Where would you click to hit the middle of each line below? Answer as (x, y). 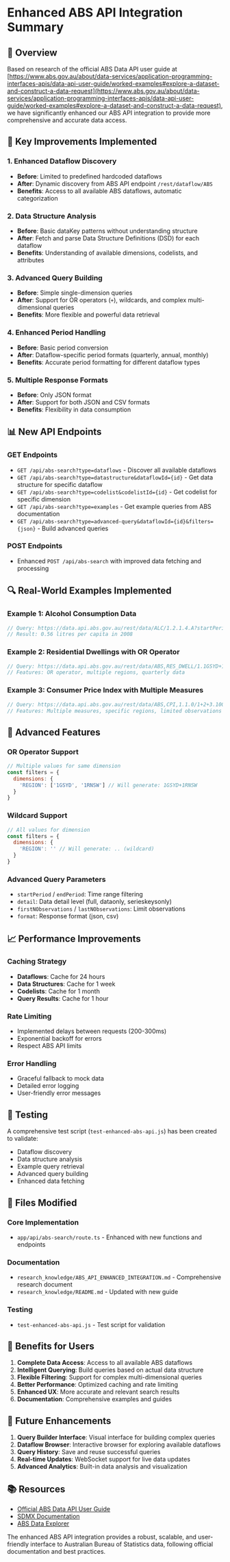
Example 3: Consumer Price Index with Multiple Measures (105, 690)
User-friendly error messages (59, 1093)
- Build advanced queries (73, 528)
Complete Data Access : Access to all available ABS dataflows (105, 1363)
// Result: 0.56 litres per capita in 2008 (70, 634)
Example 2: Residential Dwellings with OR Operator (93, 652)
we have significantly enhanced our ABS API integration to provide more (109, 113)
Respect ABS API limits (49, 1046)
